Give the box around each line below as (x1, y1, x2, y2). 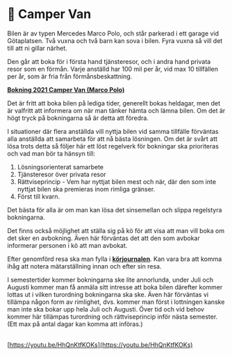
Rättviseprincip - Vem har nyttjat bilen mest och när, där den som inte (17, 177, 217, 186)
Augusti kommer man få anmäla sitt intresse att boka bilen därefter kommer (7, 282, 223, 291)
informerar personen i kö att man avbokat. (7, 241, 128, 249)
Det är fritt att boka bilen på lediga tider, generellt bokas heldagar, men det (7, 99, 221, 107)
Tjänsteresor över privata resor (17, 170, 106, 178)
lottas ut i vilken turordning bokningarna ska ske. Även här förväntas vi (7, 290, 209, 298)
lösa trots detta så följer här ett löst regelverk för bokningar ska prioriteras (7, 142, 219, 150)
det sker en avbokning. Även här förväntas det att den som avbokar (7, 234, 200, 242)
